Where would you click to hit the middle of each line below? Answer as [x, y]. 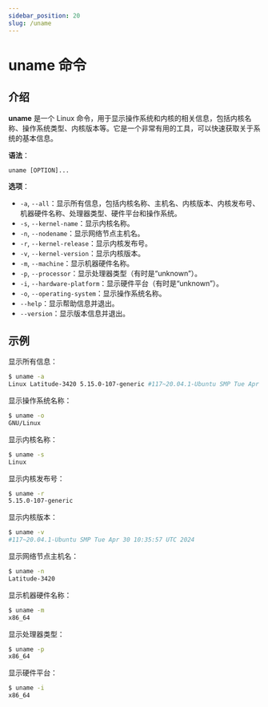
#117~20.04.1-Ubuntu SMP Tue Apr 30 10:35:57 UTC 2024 [102, 540]
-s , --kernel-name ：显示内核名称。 [77, 223]
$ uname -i [26, 688]
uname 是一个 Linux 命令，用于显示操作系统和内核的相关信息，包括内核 [126, 118]
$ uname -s [26, 454]
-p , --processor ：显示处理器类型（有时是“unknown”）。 [111, 273]
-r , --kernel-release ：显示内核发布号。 [86, 243]
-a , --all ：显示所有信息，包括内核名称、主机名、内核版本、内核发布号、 [140, 203]
